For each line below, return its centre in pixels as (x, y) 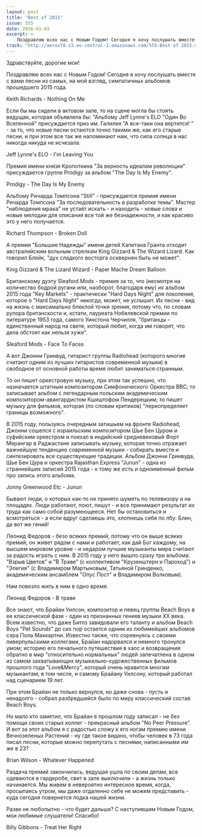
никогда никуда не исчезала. (44, 142)
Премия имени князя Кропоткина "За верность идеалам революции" (96, 166)
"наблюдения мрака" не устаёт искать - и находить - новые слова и (94, 208)
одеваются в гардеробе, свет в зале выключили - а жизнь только (91, 778)
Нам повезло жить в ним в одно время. (57, 586)
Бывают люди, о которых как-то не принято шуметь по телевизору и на (99, 498)
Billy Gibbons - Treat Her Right (44, 827)
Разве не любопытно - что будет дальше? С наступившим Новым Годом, (100, 809)
